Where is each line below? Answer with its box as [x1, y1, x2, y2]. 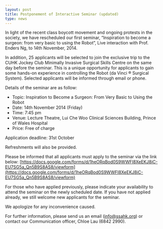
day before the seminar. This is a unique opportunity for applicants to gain [5, 65, 154, 71]
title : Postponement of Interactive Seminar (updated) [5, 12, 119, 17]
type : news [5, 16, 27, 21]
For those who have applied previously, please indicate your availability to [5, 184, 154, 190]
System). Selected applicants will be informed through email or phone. [5, 75, 147, 81]
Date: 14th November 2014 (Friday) [12, 104, 83, 110]
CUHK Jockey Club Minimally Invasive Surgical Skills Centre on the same [5, 60, 152, 66]
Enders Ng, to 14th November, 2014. [5, 45, 78, 51]
